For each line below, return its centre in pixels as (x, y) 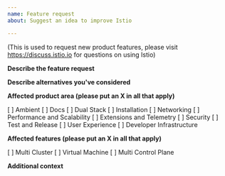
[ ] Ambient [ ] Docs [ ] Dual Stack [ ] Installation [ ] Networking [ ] (104, 109)
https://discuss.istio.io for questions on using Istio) (82, 55)
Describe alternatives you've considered (69, 82)
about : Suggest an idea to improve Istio (70, 21)
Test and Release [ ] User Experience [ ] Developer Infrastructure (103, 124)
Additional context (36, 166)
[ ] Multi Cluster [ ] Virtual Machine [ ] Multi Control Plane (91, 152)
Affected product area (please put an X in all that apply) (91, 96)
